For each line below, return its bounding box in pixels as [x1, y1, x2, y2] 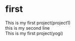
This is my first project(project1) [5, 20, 71, 26]
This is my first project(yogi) [5, 30, 63, 36]
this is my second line [5, 25, 50, 31]
